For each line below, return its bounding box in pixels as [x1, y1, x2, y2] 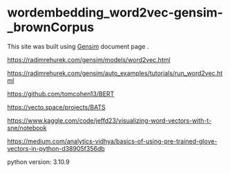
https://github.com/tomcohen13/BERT [7, 90, 115, 98]
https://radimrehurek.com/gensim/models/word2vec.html [7, 55, 171, 63]
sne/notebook [7, 123, 47, 132]
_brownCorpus [7, 19, 95, 35]
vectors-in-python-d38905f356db [7, 144, 105, 152]
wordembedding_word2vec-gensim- [7, 5, 223, 21]
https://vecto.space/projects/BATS [7, 103, 106, 111]
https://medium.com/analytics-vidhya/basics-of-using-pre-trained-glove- [7, 136, 218, 145]
